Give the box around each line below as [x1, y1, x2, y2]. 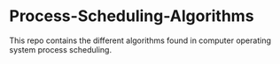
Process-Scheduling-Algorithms [9, 6, 254, 26]
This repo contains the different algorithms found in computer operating [9, 35, 272, 46]
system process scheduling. [9, 44, 113, 54]
